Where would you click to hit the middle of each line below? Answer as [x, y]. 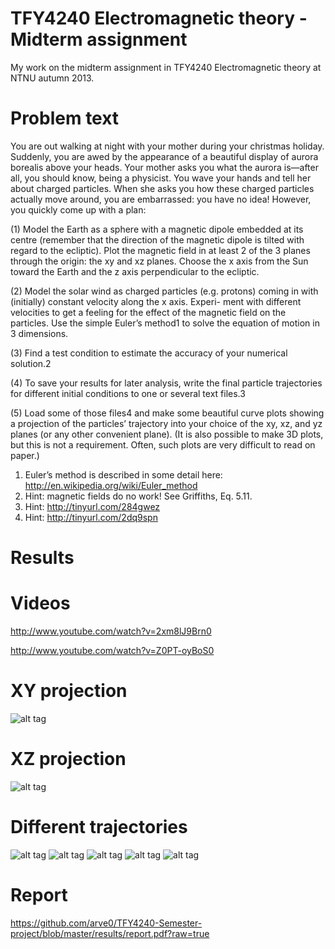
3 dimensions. [39, 333]
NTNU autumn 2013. [52, 78]
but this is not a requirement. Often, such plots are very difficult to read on [163, 444]
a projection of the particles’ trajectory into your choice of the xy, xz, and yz [166, 423]
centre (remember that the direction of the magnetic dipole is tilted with [157, 239]
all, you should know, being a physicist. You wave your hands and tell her [161, 178]
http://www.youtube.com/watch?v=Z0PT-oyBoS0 [112, 650]
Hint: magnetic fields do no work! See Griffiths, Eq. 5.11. [138, 496]
